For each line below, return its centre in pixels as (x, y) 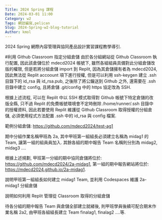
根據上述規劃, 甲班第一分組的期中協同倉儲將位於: (54, 158)
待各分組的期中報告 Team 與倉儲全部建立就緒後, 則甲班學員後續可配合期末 (79, 206)
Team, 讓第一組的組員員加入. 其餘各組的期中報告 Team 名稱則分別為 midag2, (81, 142)
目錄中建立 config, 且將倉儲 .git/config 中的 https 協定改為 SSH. (68, 87)
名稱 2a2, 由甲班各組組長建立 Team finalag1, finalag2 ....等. (67, 212)
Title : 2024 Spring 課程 (29, 9)
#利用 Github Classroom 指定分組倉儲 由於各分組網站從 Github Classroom (78, 57)
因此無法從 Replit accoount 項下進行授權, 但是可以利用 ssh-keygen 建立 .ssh (81, 75)
